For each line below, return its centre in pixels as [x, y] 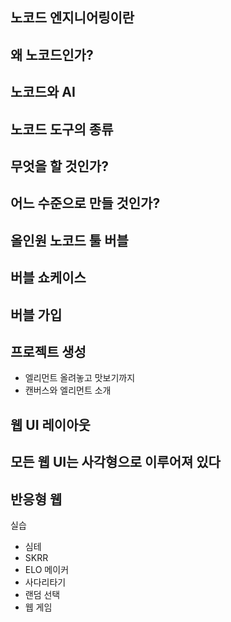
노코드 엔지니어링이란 [72, 18]
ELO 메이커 [47, 569]
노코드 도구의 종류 [62, 129]
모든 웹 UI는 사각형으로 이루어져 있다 [115, 462]
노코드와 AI [43, 92]
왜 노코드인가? [52, 54]
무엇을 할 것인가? [59, 166]
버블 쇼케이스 [48, 278]
